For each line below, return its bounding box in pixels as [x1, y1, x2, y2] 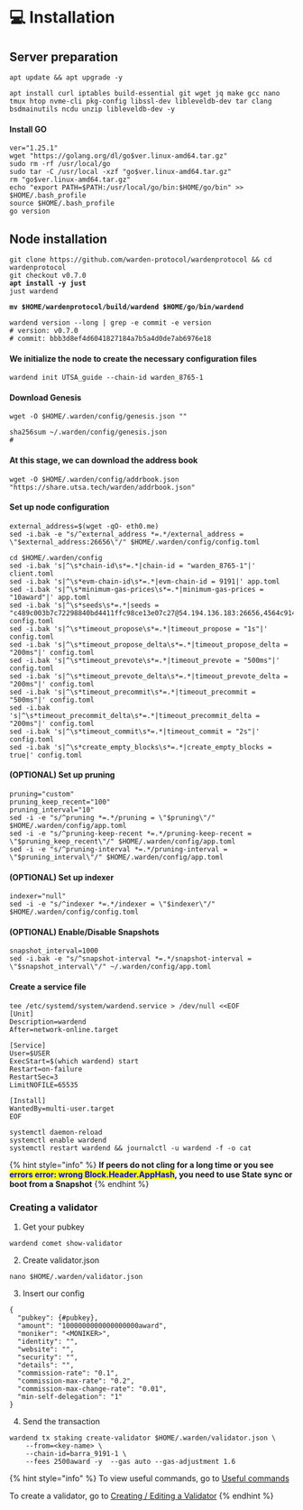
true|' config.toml [9, 750, 83, 760]
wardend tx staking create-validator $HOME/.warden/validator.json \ [9, 1433, 277, 1442]
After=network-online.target [9, 1025, 119, 1034]
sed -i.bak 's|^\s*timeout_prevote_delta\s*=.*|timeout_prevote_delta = [9, 671, 289, 681]
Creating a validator [9, 1201, 98, 1213]
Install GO [9, 124, 48, 134]
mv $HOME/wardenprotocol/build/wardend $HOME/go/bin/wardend [9, 303, 244, 312]
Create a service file [9, 981, 87, 992]
